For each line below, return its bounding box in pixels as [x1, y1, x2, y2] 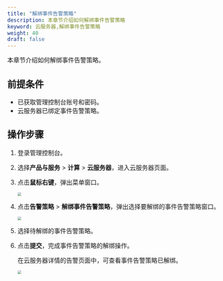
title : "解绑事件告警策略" [7, 10, 77, 17]
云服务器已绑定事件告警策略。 [17, 106, 103, 114]
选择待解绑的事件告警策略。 [17, 226, 97, 235]
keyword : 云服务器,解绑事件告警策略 [7, 23, 101, 30]
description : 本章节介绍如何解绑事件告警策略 [7, 17, 126, 24]
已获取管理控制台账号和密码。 [17, 98, 103, 106]
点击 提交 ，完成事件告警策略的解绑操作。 [17, 241, 133, 250]
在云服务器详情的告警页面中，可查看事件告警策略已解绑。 [17, 256, 182, 264]
